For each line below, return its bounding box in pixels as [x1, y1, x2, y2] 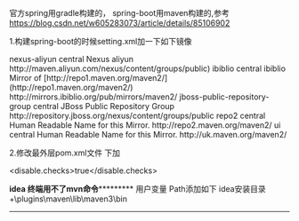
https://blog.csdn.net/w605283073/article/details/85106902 [9, 18, 230, 28]
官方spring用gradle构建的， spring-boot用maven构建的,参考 [9, 8, 230, 18]
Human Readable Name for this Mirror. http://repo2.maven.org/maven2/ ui [9, 120, 281, 130]
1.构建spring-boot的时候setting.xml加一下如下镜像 [9, 36, 193, 46]
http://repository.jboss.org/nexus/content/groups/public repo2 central [9, 110, 266, 121]
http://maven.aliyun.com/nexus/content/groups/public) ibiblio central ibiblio [9, 63, 287, 74]
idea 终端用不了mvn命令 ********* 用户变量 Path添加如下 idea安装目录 [9, 184, 266, 193]
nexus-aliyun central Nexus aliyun [9, 54, 134, 64]
